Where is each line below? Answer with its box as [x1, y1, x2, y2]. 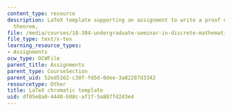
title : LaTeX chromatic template [7, 87, 104, 94]
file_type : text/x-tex [7, 36, 72, 43]
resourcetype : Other [7, 81, 67, 88]
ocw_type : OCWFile [7, 55, 60, 62]
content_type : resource [7, 10, 76, 17]
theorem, [13, 23, 39, 30]
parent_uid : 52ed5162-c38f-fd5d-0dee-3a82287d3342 [7, 74, 156, 81]
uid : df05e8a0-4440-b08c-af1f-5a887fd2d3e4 [7, 94, 135, 101]
